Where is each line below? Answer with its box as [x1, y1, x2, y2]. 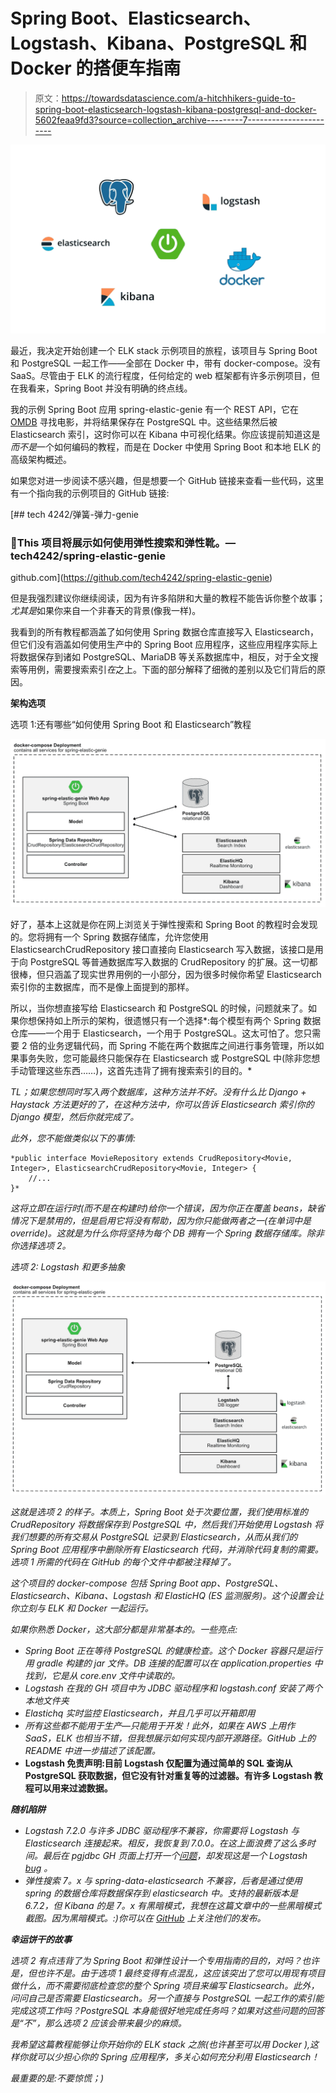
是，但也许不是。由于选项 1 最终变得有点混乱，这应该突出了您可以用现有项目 [10, 1967, 326, 1979]
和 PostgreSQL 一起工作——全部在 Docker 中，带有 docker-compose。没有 [10, 357, 322, 369]
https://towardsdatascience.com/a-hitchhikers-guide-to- [61, 92, 296, 104]
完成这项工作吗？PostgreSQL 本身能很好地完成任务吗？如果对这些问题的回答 [10, 2004, 325, 2016]
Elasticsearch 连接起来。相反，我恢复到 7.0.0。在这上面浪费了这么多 [24, 1837, 307, 1849]
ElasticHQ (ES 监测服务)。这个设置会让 [164, 1589, 325, 1601]
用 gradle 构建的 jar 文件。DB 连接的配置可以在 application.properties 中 [24, 1657, 323, 1669]
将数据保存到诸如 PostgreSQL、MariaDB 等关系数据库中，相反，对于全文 [10, 651, 310, 663]
